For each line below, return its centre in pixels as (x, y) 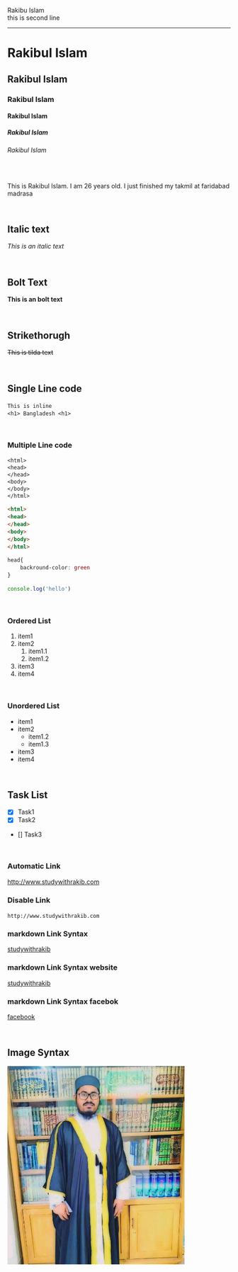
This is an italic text (36, 246)
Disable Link (29, 900)
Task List (28, 795)
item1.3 (39, 744)
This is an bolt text (35, 300)
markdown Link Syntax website (63, 967)
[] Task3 (30, 834)
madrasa (20, 193)
